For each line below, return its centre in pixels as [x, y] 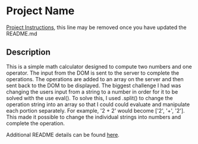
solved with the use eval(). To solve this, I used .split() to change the [90, 98]
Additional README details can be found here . [63, 135]
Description [28, 52]
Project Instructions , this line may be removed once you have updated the [96, 27]
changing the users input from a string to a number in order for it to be [92, 92]
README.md [22, 33]
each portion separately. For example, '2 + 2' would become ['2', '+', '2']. [96, 110]
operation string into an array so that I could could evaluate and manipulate [98, 104]
